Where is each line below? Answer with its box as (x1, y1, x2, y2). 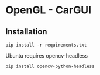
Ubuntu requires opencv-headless (5, 52, 88, 59)
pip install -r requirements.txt (5, 42, 87, 48)
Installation (5, 27, 47, 37)
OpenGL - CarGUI (5, 3, 92, 17)
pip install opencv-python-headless (5, 63, 95, 69)
